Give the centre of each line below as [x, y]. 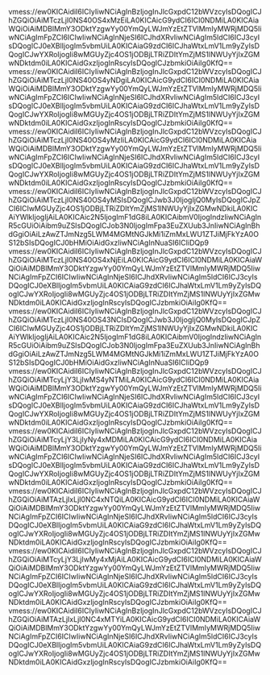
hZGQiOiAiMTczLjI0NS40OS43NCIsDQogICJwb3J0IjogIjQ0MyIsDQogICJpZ [135, 320]
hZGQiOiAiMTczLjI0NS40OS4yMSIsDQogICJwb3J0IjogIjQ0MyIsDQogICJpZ [135, 200]
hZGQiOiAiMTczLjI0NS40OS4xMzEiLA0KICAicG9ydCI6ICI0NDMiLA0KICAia [134, 20]
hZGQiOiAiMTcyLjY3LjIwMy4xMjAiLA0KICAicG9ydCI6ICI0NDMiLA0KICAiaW [135, 559]
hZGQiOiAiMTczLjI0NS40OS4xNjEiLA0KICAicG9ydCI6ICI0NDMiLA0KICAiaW [135, 260]
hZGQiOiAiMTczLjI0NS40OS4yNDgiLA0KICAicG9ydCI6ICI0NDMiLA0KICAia [134, 80]
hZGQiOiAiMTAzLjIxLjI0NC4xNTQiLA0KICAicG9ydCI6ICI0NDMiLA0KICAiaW [134, 499]
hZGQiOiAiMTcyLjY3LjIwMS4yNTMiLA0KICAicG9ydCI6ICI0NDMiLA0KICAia [134, 379]
